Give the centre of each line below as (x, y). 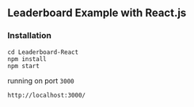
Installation (30, 36)
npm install (27, 59)
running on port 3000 (41, 80)
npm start (24, 66)
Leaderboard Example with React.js (97, 13)
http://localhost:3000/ (47, 95)
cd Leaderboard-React (43, 52)
